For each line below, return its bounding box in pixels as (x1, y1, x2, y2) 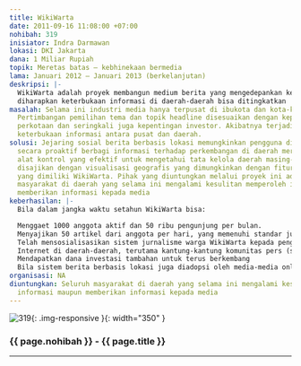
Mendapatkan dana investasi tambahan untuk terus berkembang (17, 255, 251, 264)
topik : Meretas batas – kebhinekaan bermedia (9, 64, 182, 73)
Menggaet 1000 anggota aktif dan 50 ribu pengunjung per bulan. (17, 221, 262, 230)
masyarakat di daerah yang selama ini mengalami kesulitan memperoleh (17, 180, 287, 189)
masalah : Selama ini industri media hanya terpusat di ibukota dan (9, 105, 267, 114)
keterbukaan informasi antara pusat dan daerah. (17, 130, 202, 139)
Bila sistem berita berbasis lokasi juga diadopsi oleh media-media (17, 263, 279, 272)
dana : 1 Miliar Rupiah (9, 55, 94, 64)
